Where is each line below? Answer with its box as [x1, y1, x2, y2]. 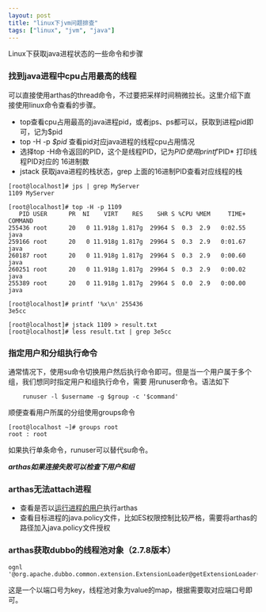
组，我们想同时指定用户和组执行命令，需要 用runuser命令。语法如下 [8, 377, 230, 386]
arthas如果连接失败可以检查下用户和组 [8, 462, 135, 471]
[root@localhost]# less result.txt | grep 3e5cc [8, 328, 172, 336]
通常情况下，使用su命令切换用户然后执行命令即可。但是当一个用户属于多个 [8, 367, 252, 376]
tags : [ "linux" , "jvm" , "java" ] [8, 26, 115, 34]
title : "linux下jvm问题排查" [8, 19, 99, 27]
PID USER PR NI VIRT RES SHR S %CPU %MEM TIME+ [18, 210, 246, 218]
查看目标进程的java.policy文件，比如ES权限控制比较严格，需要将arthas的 [19, 513, 257, 523]
